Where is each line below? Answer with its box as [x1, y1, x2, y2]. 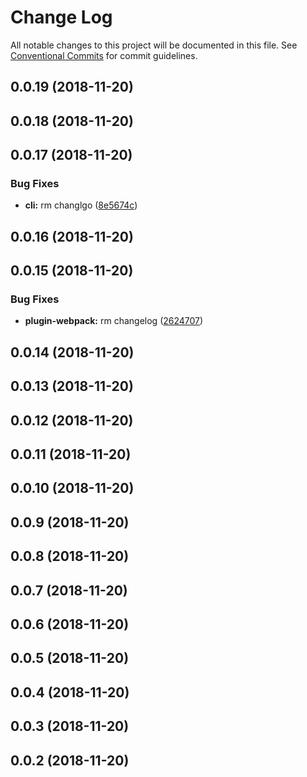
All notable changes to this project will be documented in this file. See [10, 39, 298, 51]
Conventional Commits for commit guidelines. [10, 49, 198, 61]
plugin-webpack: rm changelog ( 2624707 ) [24, 315, 204, 327]
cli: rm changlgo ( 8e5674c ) [24, 199, 138, 211]
